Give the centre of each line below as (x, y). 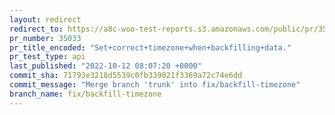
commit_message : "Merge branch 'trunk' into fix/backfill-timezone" (155, 85)
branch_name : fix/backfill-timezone (85, 94)
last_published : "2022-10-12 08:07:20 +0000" (105, 66)
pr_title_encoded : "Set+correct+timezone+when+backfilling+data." (150, 47)
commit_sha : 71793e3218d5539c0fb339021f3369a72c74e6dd (126, 76)
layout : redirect (45, 19)
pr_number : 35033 (45, 38)
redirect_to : (36, 29)
